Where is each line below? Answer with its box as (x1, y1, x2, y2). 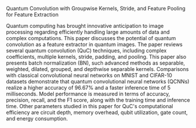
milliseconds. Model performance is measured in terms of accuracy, (6, 90, 171, 97)
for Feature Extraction (6, 11, 59, 18)
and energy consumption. (6, 115, 68, 122)
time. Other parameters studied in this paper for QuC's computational (6, 103, 174, 109)
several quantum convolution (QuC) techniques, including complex (6, 47, 167, 54)
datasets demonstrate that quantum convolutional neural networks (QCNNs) (6, 78, 190, 85)
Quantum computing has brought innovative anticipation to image (6, 23, 164, 29)
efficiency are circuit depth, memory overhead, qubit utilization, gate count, (6, 109, 188, 116)
